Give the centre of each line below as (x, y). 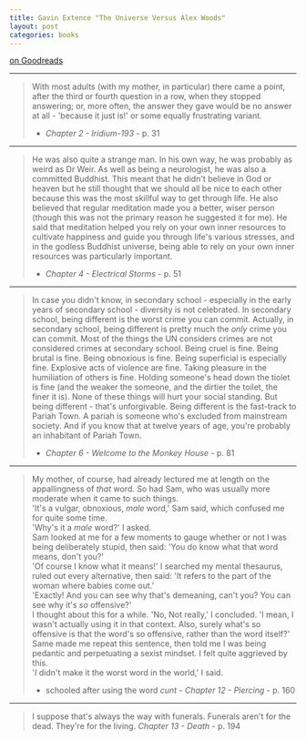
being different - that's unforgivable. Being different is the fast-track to (164, 407)
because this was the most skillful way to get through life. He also (155, 198)
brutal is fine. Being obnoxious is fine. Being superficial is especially (159, 358)
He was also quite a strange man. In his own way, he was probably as (162, 159)
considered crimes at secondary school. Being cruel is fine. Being (155, 349)
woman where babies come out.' (93, 586)
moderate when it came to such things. (105, 499)
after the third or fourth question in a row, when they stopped (146, 96)
